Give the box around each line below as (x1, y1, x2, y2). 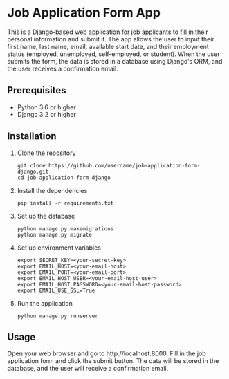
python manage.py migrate (17, 231, 92, 238)
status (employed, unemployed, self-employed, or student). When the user (7, 50, 220, 58)
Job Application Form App (7, 5, 161, 21)
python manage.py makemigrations (17, 225, 114, 232)
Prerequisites (7, 84, 66, 96)
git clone (17, 162, 46, 169)
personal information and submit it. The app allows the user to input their (7, 35, 214, 43)
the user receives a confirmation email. (7, 64, 119, 73)
